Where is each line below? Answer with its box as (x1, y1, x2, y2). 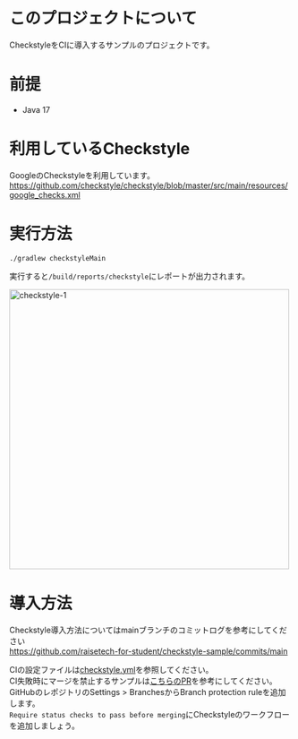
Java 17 (21, 104, 51, 115)
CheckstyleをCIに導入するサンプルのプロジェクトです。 (9, 39, 215, 50)
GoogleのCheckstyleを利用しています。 (9, 169, 155, 180)
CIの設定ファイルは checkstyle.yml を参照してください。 (9, 664, 214, 675)
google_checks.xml (9, 189, 81, 200)
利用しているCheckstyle (9, 139, 191, 159)
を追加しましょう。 (9, 720, 81, 731)
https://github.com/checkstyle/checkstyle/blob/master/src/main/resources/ (9, 180, 288, 191)
